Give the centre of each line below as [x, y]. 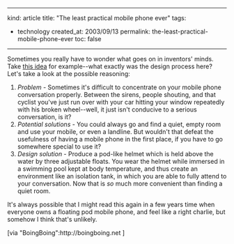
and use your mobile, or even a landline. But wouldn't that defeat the [115, 132]
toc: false [88, 39]
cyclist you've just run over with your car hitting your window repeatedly [121, 102]
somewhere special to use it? [59, 146]
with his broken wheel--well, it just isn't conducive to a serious [107, 109]
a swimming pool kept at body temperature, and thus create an [108, 169]
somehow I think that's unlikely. [52, 219]
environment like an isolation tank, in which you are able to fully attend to [122, 176]
